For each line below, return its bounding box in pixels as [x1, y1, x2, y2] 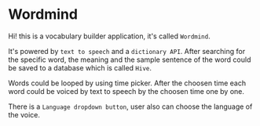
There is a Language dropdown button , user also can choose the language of [8, 102, 253, 111]
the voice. [8, 110, 41, 119]
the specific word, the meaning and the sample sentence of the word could [8, 55, 251, 64]
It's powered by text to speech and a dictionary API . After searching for [8, 46, 246, 56]
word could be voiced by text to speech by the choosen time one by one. [8, 86, 245, 95]
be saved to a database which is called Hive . [8, 63, 152, 72]
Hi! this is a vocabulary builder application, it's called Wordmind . [8, 31, 211, 41]
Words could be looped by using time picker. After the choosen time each [8, 78, 246, 88]
